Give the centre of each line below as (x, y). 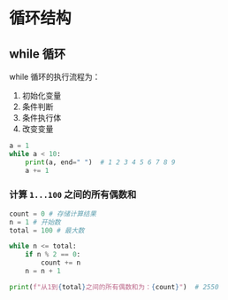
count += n (61, 263)
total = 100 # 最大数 (47, 230)
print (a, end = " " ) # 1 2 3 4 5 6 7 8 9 (100, 162)
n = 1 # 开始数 (35, 222)
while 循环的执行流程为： (55, 77)
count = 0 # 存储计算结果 (53, 214)
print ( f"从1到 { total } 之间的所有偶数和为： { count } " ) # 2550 (114, 287)
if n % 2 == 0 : (53, 255)
